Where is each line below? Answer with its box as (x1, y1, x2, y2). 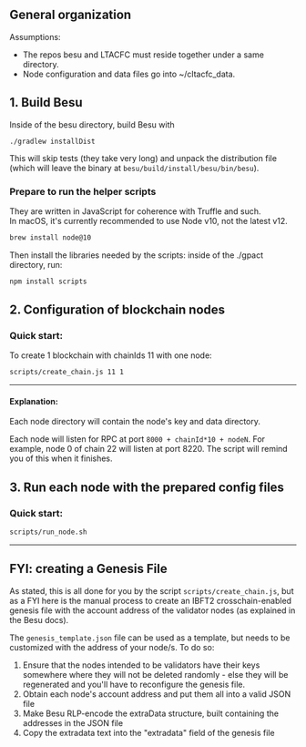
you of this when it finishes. (9, 453, 113, 464)
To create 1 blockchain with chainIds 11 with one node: (9, 350, 212, 361)
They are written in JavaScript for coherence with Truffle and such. (9, 205, 261, 217)
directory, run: (9, 259, 63, 270)
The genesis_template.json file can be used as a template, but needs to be (9, 632, 291, 643)
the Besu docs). (9, 614, 69, 625)
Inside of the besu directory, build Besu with (9, 118, 175, 130)
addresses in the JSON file (22, 717, 124, 728)
